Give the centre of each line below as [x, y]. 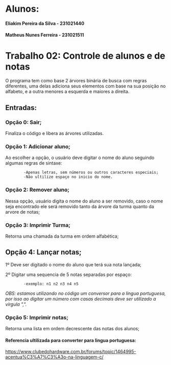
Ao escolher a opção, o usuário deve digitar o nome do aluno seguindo [80, 158]
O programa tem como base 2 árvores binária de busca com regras [76, 81]
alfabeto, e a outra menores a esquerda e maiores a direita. [67, 92]
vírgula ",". [16, 304]
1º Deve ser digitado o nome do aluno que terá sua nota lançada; [73, 264]
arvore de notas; [22, 212]
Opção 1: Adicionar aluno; [38, 146]
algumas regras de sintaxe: [34, 163]
